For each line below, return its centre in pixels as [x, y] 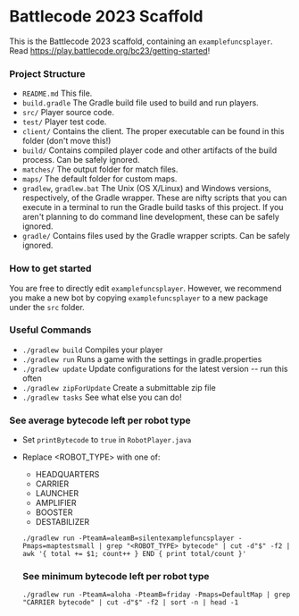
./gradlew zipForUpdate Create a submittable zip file [119, 387]
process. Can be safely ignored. [81, 160]
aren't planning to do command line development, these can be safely [150, 217]
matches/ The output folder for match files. [100, 169]
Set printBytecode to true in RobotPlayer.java [107, 440]
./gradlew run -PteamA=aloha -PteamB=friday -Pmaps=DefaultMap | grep [156, 595]
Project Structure [47, 73]
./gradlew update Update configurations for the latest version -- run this [155, 368]
